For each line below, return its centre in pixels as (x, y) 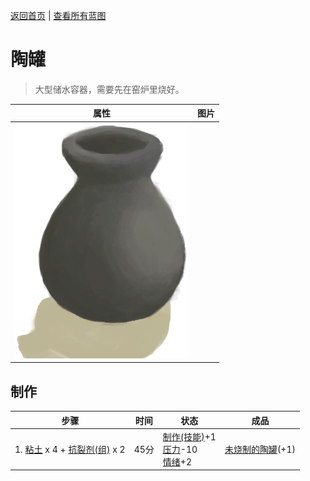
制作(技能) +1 (189, 436)
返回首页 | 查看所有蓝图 (58, 15)
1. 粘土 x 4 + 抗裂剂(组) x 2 (70, 449)
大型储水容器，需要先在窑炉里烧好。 (109, 89)
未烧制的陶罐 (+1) (260, 449)
